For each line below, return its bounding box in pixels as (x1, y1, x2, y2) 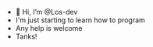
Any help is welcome (15, 24, 83, 32)
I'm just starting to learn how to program (15, 15, 146, 25)
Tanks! (15, 32, 37, 41)
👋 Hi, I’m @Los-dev (15, 8, 78, 16)
